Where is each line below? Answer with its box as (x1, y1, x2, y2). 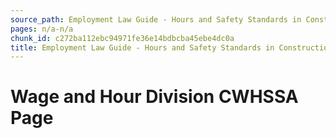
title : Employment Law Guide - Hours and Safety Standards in (10, 42, 275, 53)
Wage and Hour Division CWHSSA (10, 86, 299, 108)
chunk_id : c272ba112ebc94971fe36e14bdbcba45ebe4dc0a (10, 33, 235, 43)
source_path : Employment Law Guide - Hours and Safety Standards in (10, 14, 302, 25)
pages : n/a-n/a (10, 24, 74, 34)
